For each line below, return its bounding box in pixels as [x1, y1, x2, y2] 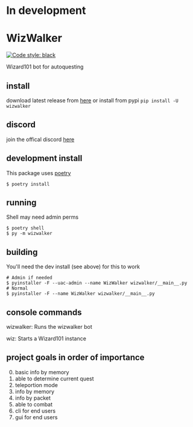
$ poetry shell [6, 225, 45, 231]
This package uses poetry [6, 169, 71, 176]
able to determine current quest [14, 375, 95, 382]
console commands [6, 307, 82, 317]
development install [6, 153, 83, 164]
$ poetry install [6, 181, 50, 187]
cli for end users [14, 407, 56, 414]
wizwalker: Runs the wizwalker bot [6, 323, 92, 330]
